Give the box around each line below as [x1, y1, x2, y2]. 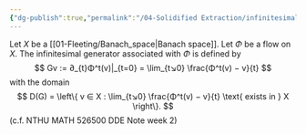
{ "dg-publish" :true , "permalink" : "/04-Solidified [9, 13, 198, 23]
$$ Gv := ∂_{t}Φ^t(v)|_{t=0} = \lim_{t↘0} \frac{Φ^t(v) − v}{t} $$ [34, 62, 272, 73]
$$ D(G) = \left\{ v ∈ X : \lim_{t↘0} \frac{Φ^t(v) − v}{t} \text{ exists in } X [16, 90, 290, 101]
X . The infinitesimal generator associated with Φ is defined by [9, 47, 241, 59]
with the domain [9, 77, 70, 88]
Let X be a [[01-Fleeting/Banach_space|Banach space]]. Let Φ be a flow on [9, 38, 291, 49]
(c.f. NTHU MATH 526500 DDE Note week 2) [9, 115, 178, 126]
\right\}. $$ [131, 100, 175, 111]
